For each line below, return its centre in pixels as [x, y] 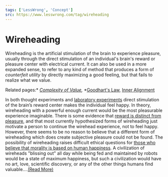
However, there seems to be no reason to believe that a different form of [80, 132]
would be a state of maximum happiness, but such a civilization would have [83, 159]
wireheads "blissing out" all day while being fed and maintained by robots [81, 153]
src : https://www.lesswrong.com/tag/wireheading [57, 15]
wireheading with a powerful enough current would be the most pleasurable [84, 110]
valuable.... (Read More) [29, 169]
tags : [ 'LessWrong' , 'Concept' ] [39, 10]
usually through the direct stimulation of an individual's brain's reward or [80, 59]
